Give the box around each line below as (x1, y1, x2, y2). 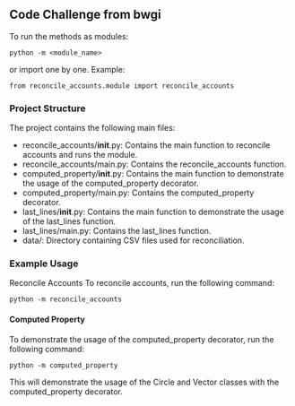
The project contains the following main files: (9, 123, 176, 134)
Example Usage (9, 257, 79, 270)
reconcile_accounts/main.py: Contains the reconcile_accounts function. (22, 159, 287, 169)
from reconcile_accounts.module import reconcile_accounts (9, 81, 235, 91)
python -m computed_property (9, 360, 118, 370)
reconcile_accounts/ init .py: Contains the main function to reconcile (22, 140, 271, 151)
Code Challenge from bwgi (9, 7, 161, 22)
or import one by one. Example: (9, 64, 126, 74)
